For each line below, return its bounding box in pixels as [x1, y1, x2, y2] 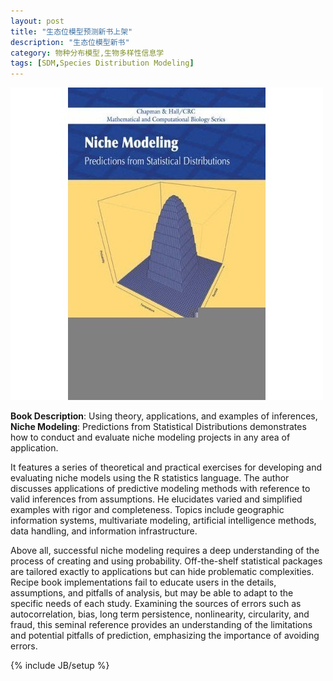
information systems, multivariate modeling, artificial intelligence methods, [10, 515, 317, 527]
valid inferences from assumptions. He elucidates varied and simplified [10, 493, 303, 505]
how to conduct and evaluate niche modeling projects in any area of [10, 431, 291, 444]
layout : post [10, 16, 65, 26]
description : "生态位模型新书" [10, 37, 130, 47]
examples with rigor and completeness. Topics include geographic [10, 504, 285, 516]
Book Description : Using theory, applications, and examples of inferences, [10, 410, 318, 422]
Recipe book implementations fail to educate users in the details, [10, 576, 277, 589]
